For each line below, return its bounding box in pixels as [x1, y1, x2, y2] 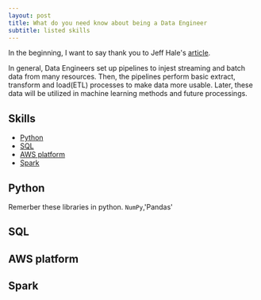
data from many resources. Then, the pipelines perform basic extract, [8, 72, 236, 82]
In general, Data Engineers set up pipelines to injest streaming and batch [8, 63, 246, 73]
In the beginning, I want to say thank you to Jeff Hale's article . [8, 48, 211, 58]
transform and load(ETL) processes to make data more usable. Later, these [8, 80, 254, 90]
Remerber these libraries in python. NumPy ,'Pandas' [8, 202, 173, 211]
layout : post [8, 11, 52, 20]
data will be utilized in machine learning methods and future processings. [8, 89, 248, 98]
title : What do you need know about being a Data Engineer [8, 19, 208, 27]
